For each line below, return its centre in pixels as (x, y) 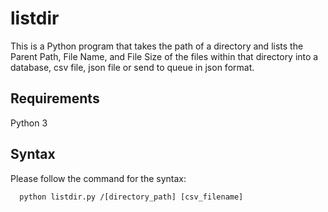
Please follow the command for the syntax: (98, 178)
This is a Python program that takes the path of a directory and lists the (157, 46)
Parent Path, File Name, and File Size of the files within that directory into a (164, 56)
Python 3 (29, 123)
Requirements (55, 98)
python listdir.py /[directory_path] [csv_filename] (131, 197)
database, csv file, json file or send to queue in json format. (132, 67)
